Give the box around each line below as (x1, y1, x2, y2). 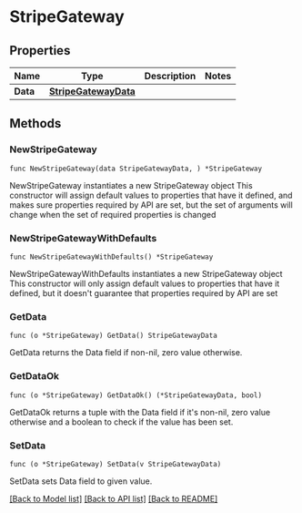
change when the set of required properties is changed (9, 209, 216, 220)
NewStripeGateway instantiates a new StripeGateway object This (9, 180, 253, 190)
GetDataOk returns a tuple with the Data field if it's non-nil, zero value (9, 406, 271, 417)
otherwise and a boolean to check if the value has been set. (9, 416, 234, 427)
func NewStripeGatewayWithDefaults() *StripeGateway (9, 252, 214, 262)
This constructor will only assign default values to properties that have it (9, 278, 280, 289)
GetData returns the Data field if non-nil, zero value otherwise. (9, 347, 243, 358)
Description (144, 70, 196, 82)
